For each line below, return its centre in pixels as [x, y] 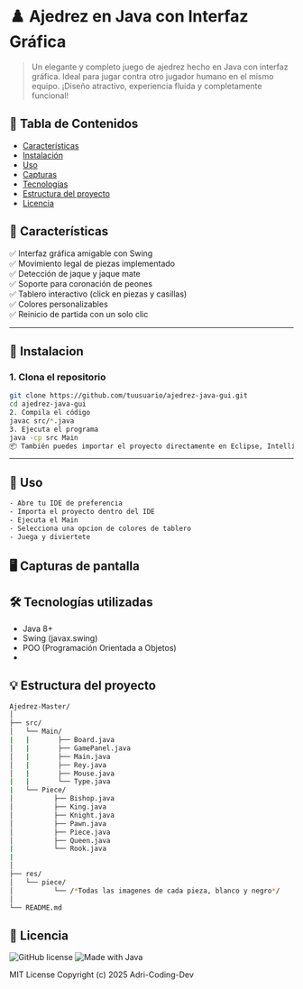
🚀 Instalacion [46, 351]
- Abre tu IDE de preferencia [66, 504]
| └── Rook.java [58, 849]
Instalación [43, 155]
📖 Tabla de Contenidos [74, 124]
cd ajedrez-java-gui [48, 404]
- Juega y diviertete [50, 536]
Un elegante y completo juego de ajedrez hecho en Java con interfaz [160, 67]
